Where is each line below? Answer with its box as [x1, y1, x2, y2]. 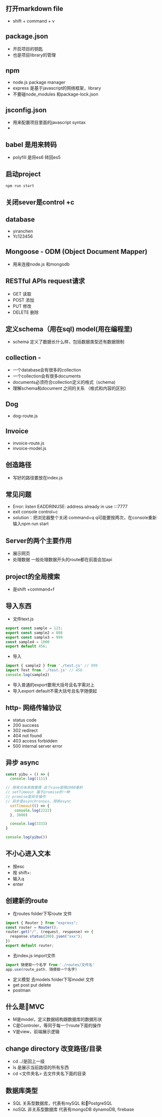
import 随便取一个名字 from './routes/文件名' [5, 962, 95, 967]
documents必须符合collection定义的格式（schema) [12, 379, 116, 385]
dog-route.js [12, 413, 38, 419]
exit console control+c [12, 509, 58, 515]
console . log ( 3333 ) [10, 821, 48, 826]
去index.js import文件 [12, 952, 56, 958]
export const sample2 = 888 [5, 630, 63, 635]
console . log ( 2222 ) [14, 808, 52, 813]
